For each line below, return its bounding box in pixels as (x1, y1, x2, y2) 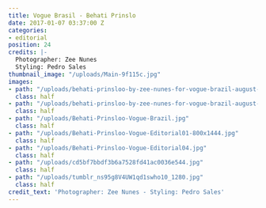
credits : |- (8, 48, 47, 56)
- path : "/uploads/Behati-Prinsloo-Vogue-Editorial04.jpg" (8, 144, 207, 152)
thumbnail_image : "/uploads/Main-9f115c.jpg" (8, 70, 161, 78)
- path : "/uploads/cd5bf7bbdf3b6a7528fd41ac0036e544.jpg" (8, 159, 203, 167)
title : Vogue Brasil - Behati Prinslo (8, 11, 136, 20)
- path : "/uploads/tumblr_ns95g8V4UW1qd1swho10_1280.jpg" (8, 173, 203, 182)
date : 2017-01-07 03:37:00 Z (8, 19, 104, 27)
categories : (8, 26, 47, 34)
